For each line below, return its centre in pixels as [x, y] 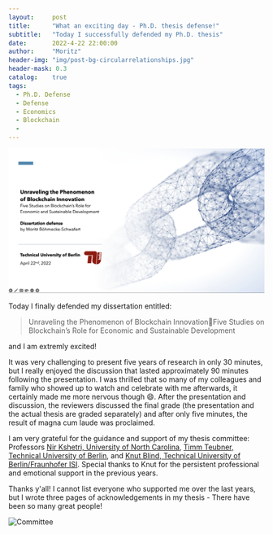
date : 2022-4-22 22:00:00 [63, 43]
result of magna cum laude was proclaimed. [82, 422]
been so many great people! [56, 506]
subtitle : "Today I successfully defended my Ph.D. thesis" [116, 34]
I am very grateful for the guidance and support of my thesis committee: [129, 438]
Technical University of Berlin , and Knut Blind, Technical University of [125, 455]
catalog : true [38, 77]
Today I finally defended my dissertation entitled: [90, 306]
